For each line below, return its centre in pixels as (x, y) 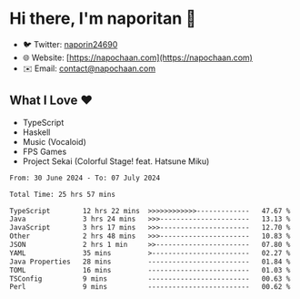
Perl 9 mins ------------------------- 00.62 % (150, 287)
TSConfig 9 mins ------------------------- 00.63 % (150, 278)
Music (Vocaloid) (54, 141)
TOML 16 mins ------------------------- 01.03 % (150, 270)
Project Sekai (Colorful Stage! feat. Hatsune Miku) (116, 161)
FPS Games (45, 151)
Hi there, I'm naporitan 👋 (103, 19)
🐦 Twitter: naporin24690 (70, 44)
